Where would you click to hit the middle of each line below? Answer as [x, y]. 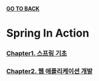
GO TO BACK [23, 9]
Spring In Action [48, 33]
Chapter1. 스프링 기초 [37, 53]
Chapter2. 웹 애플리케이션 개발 [50, 71]
